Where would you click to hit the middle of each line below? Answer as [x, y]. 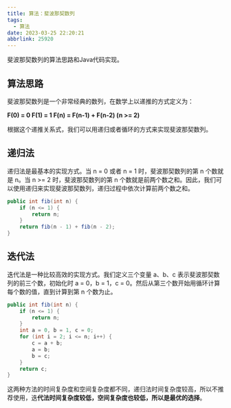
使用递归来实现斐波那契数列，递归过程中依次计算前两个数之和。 [103, 188]
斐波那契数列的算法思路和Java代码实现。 [65, 60]
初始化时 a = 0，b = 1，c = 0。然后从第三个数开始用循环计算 [135, 283]
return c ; [34, 369]
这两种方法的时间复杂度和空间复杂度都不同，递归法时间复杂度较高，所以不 [112, 389]
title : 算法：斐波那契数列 [41, 13]
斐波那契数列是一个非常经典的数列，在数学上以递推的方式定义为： [100, 101]
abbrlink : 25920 [30, 39]
